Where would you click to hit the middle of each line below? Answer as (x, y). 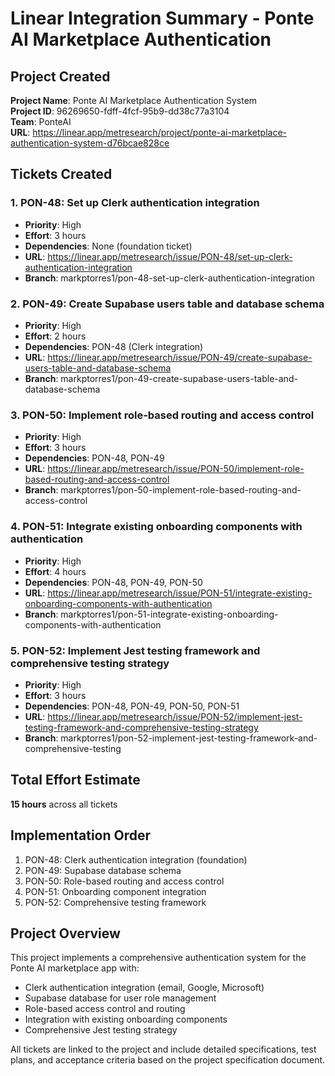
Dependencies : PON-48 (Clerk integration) (114, 346)
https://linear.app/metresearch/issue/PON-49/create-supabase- (180, 357)
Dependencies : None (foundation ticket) (108, 246)
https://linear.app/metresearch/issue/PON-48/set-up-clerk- (170, 256)
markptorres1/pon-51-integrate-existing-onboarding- (169, 614)
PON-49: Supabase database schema (103, 870)
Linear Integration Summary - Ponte (162, 18)
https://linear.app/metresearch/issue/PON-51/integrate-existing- (180, 593)
